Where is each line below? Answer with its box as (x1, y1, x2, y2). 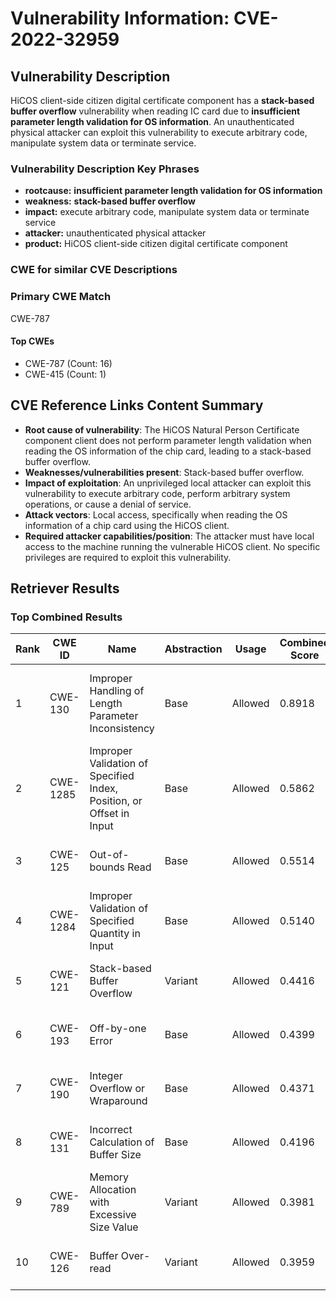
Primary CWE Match (10, 290, 112, 304)
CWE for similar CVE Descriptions (10, 263, 178, 277)
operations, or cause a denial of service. (24, 498, 192, 510)
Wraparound (89, 1094, 148, 1108)
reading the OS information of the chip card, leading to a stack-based (24, 445, 312, 457)
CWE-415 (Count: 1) (24, 368, 107, 380)
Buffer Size (89, 1148, 142, 1162)
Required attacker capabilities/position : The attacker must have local (24, 530, 315, 542)
